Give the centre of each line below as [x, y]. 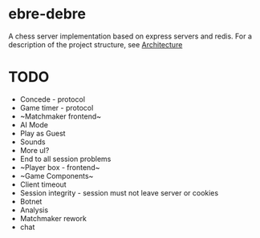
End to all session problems [65, 159]
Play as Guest [43, 133]
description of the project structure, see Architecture [95, 44]
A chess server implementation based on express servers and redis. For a [130, 36]
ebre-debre [47, 14]
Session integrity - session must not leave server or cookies [119, 192]
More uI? [35, 150]
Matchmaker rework [53, 218]
